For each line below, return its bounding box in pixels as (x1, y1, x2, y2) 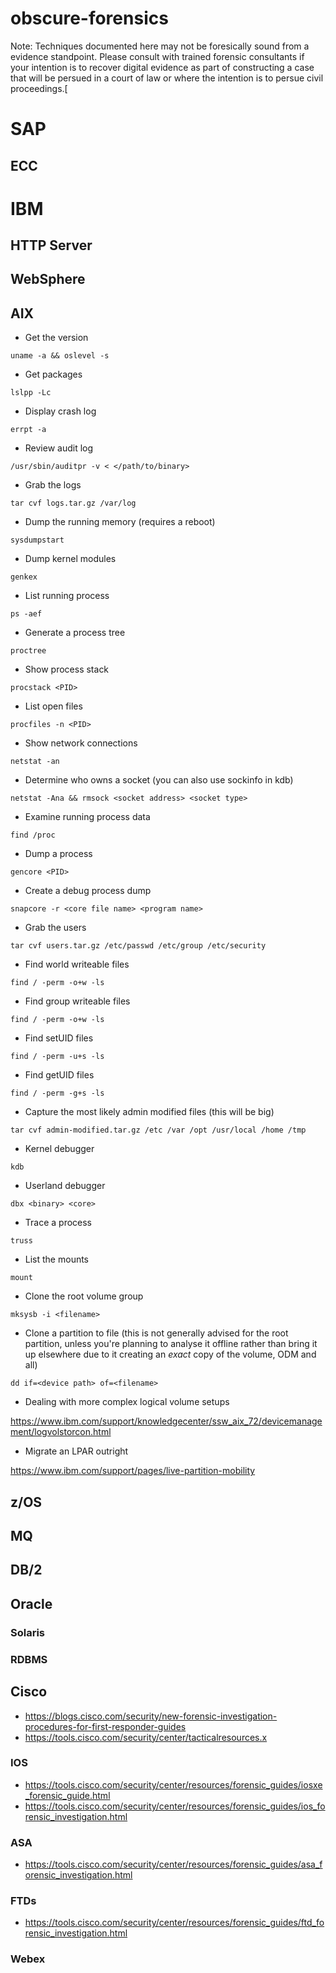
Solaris (10, 1625, 46, 1639)
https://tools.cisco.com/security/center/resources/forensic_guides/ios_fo (24, 1800, 326, 1812)
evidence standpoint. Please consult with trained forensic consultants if (10, 50, 305, 62)
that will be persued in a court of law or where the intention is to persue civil (10, 72, 324, 84)
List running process (24, 590, 110, 602)
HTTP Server (10, 237, 93, 254)
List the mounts (24, 1253, 90, 1266)
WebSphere (10, 271, 86, 288)
